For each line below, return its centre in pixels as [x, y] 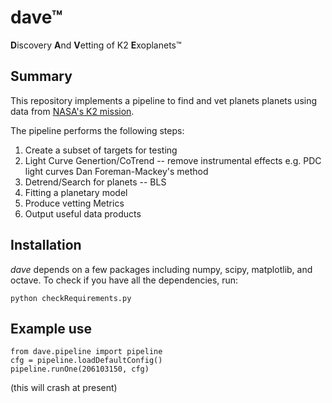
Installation [46, 245]
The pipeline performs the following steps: [97, 130]
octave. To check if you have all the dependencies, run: [124, 280]
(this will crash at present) [64, 388]
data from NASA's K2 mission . [72, 111]
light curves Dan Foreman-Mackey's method [116, 171]
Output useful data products [83, 213]
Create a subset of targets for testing [101, 150]
